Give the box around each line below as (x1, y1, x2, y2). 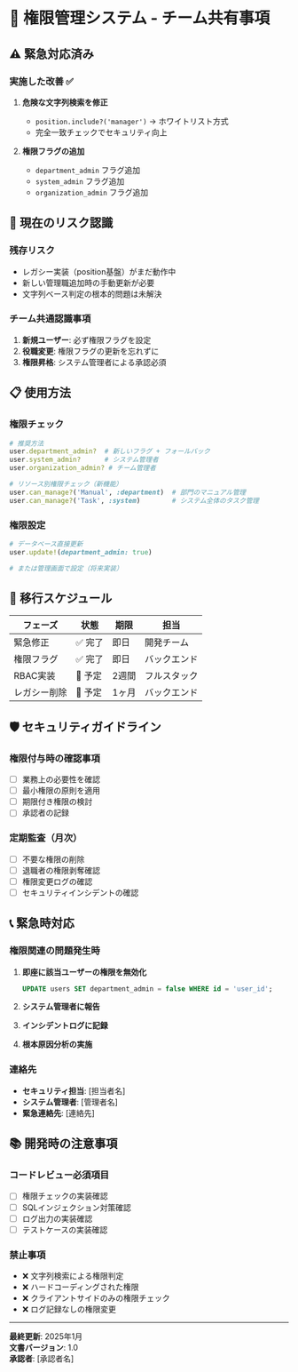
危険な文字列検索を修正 (21, 97, 108, 108)
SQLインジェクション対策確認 (21, 1201, 131, 1213)
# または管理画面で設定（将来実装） (9, 563, 123, 573)
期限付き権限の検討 (21, 796, 93, 807)
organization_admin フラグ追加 (35, 187, 149, 197)
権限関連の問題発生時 (9, 945, 100, 957)
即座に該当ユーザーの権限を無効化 (21, 966, 147, 977)
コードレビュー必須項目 (9, 1169, 109, 1182)
